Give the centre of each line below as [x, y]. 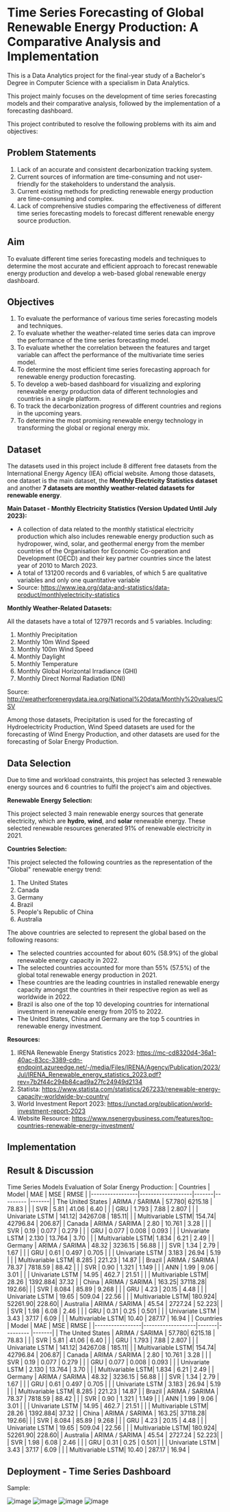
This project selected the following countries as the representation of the [110, 862]
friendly [28, 184]
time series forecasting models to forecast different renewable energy [116, 213]
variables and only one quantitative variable [78, 580]
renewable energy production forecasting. [76, 377]
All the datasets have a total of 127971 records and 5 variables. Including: [110, 621]
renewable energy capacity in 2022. [68, 960]
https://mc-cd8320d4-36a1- [177, 1053]
